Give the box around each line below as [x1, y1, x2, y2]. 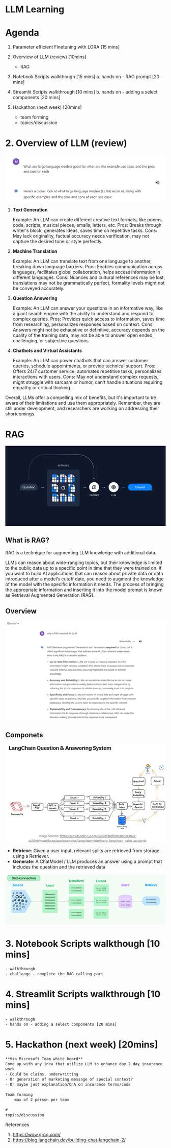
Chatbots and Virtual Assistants [12, 347, 82, 354]
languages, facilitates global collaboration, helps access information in [12, 269, 160, 275]
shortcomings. [5, 410, 36, 417]
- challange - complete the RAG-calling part [5, 971, 103, 976]
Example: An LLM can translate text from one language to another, [12, 258, 152, 264]
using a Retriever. [12, 853, 49, 859]
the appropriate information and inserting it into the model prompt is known [5, 587, 163, 593]
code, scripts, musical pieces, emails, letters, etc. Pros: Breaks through [12, 222, 162, 228]
